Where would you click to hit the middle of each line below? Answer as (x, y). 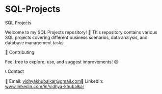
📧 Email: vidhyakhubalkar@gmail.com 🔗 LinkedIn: (54, 81)
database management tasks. (35, 42)
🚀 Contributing (20, 52)
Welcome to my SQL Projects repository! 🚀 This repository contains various (81, 32)
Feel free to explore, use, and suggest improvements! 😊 (62, 62)
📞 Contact (14, 71)
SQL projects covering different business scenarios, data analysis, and (76, 37)
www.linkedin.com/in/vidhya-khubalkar (45, 86)
